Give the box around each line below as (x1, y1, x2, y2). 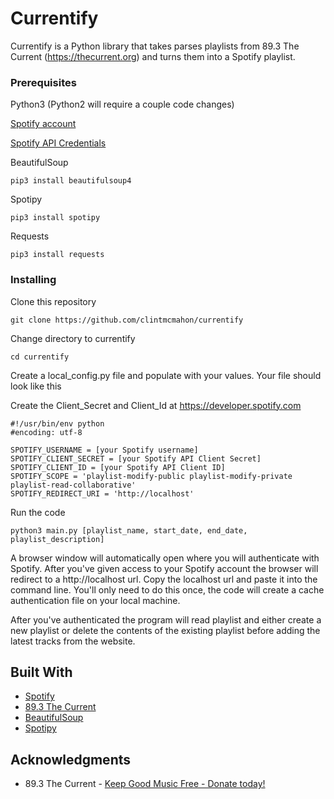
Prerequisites (10, 75, 77, 89)
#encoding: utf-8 (10, 427, 83, 437)
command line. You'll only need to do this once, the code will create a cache (10, 583, 325, 596)
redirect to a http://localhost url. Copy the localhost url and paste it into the (10, 573, 318, 585)
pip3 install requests (10, 250, 105, 260)
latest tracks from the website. (10, 635, 136, 647)
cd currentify (10, 352, 70, 362)
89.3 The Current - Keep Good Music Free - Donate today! (24, 778, 266, 790)
